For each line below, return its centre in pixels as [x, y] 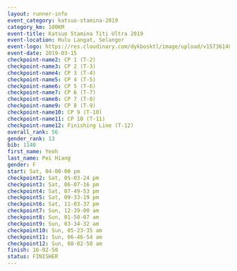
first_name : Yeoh [33, 152]
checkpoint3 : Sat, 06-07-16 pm [53, 184]
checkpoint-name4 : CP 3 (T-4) [52, 73]
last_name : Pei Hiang [39, 158]
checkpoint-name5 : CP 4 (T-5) [52, 79]
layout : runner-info [38, 14]
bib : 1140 [22, 145]
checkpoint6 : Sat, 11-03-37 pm [53, 204]
